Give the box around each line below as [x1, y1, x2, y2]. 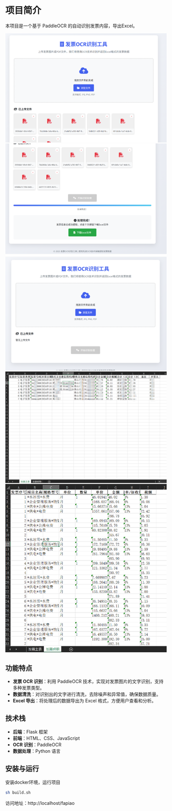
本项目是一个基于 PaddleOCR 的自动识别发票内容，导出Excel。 [5, 23, 138, 29]
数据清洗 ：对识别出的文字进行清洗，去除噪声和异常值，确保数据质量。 [12, 691, 161, 697]
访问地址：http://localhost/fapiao [5, 800, 75, 806]
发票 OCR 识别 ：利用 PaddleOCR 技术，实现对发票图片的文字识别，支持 [12, 678, 164, 685]
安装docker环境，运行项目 [5, 779, 60, 785]
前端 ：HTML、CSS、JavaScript [12, 735, 80, 741]
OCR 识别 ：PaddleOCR [12, 741, 61, 748]
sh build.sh [5, 790, 31, 795]
